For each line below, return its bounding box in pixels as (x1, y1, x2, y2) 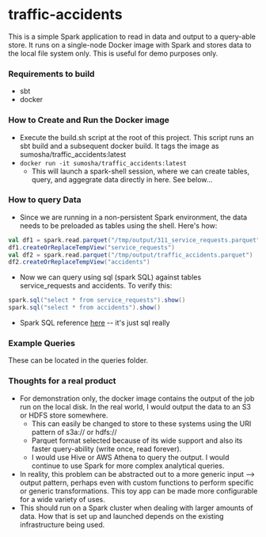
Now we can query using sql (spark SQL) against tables (19, 272, 202, 282)
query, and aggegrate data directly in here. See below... (31, 174, 213, 184)
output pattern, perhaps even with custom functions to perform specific (19, 478, 255, 487)
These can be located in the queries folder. (8, 356, 149, 365)
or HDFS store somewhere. (19, 410, 108, 420)
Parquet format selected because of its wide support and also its (31, 436, 243, 445)
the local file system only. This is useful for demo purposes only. (8, 48, 218, 58)
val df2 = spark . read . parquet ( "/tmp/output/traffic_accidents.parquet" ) (8, 251, 253, 259)
